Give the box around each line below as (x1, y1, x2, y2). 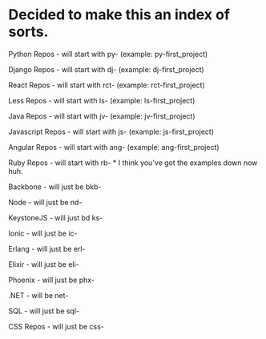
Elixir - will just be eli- (8, 259, 80, 269)
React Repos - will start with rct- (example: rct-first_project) (8, 80, 206, 90)
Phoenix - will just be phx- (8, 275, 95, 285)
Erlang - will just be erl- (8, 244, 86, 253)
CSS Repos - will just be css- (8, 321, 104, 331)
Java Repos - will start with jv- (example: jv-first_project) (8, 111, 195, 121)
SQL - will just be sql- (8, 306, 80, 316)
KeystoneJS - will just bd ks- (8, 212, 103, 222)
